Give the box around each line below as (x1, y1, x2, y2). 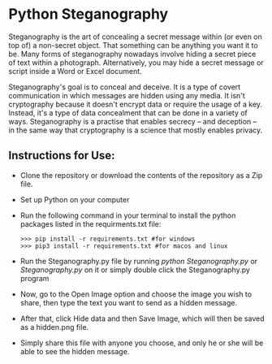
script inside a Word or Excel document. (8, 66, 142, 76)
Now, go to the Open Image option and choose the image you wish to (19, 289, 253, 299)
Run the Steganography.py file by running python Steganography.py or (19, 256, 258, 266)
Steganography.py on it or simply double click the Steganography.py (19, 265, 250, 275)
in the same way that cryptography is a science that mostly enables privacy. (8, 125, 263, 135)
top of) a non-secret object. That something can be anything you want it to (8, 40, 258, 50)
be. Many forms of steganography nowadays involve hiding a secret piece (8, 49, 257, 58)
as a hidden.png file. (19, 322, 89, 331)
